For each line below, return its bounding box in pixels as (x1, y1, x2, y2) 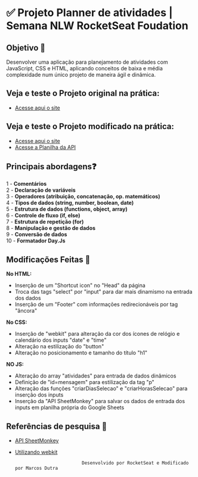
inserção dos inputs (14, 391, 64, 398)
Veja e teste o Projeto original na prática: (6, 88, 160, 98)
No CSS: (6, 319, 27, 326)
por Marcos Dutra (14, 465, 58, 472)
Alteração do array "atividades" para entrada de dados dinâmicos (14, 372, 177, 379)
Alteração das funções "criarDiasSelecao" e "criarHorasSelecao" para (14, 385, 188, 392)
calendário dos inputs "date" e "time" (14, 336, 107, 344)
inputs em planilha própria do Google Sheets (14, 404, 125, 411)
